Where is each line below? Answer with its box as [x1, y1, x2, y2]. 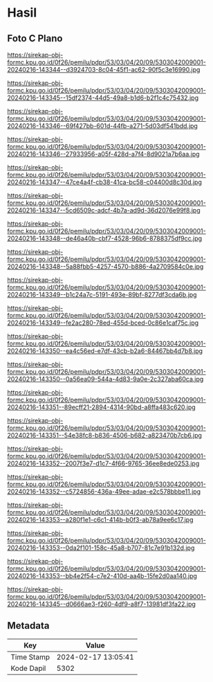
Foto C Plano [7, 33, 63, 44]
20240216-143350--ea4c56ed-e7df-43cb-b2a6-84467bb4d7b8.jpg [7, 347, 203, 355]
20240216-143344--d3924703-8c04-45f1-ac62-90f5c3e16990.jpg [7, 66, 201, 73]
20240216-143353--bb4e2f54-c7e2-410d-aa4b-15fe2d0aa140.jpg [7, 572, 197, 580]
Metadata [7, 620, 50, 631]
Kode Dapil [10, 663, 46, 673]
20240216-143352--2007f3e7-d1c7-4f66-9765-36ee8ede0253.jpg [7, 459, 200, 467]
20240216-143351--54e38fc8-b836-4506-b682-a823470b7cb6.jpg [7, 431, 203, 439]
